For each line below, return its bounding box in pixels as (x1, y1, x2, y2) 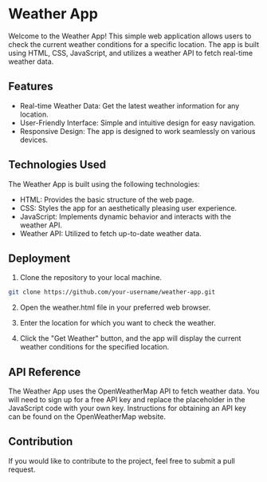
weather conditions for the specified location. (19, 342, 170, 352)
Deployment (8, 251, 71, 265)
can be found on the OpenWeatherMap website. (8, 412, 166, 421)
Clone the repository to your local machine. (19, 273, 162, 282)
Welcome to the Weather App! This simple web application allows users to (8, 31, 252, 41)
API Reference (8, 365, 81, 379)
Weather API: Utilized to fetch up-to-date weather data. (19, 228, 202, 238)
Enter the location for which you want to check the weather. (19, 318, 217, 328)
